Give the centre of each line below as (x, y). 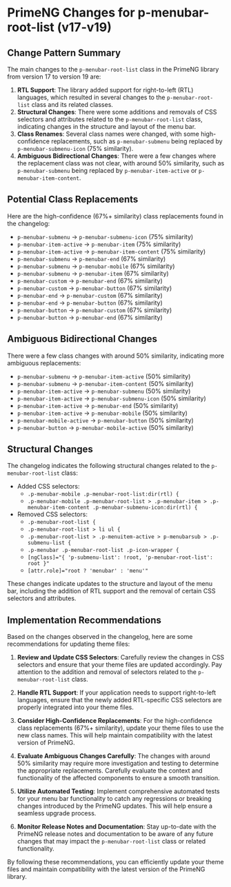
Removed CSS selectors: (52, 514)
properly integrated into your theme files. (76, 707)
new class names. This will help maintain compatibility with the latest (115, 735)
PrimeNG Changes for (71, 13)
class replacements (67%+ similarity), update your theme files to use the (120, 728)
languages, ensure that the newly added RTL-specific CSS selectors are (119, 700)
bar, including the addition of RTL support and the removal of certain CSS (111, 591)
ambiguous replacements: (44, 363)
